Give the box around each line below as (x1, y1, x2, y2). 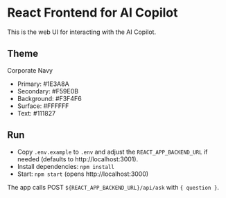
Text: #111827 (17, 109, 56, 117)
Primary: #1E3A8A (17, 80, 69, 88)
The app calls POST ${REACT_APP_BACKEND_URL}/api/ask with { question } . (7, 183, 220, 191)
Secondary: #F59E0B (17, 87, 78, 95)
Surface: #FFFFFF (17, 102, 69, 110)
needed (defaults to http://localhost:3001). (17, 154, 139, 163)
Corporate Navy (7, 66, 53, 74)
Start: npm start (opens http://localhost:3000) (17, 170, 149, 178)
